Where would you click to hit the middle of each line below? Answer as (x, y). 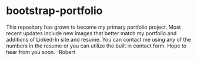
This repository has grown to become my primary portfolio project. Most (94, 27)
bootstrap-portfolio (54, 11)
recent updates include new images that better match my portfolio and (91, 33)
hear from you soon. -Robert (41, 52)
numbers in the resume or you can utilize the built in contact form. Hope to (96, 46)
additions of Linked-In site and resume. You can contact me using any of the (98, 39)
